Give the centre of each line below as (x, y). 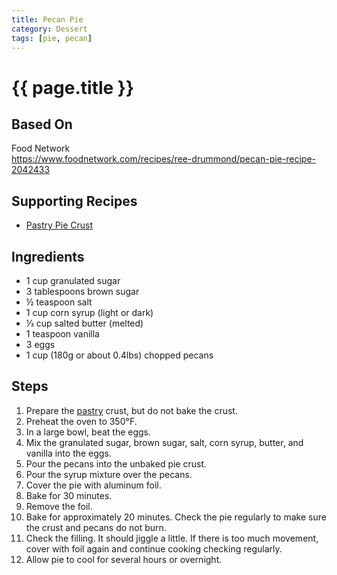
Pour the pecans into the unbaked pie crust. (116, 463)
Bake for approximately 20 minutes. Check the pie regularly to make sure (176, 517)
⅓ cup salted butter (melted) (84, 323)
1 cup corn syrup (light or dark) (89, 312)
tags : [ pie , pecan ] (52, 38)
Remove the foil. (59, 506)
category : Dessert (49, 29)
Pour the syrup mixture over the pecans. (109, 474)
